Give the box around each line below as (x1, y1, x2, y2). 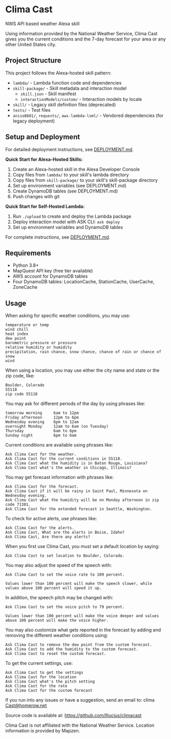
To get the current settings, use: (5, 660, 73, 666)
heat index (5, 331, 29, 336)
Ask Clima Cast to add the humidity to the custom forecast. (5, 647, 139, 652)
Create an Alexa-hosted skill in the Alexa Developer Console (12, 166, 140, 172)
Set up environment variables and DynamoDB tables (12, 224, 123, 230)
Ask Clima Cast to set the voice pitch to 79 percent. (5, 604, 125, 610)
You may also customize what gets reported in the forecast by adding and (5, 627, 161, 633)
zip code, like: (5, 373, 35, 379)
